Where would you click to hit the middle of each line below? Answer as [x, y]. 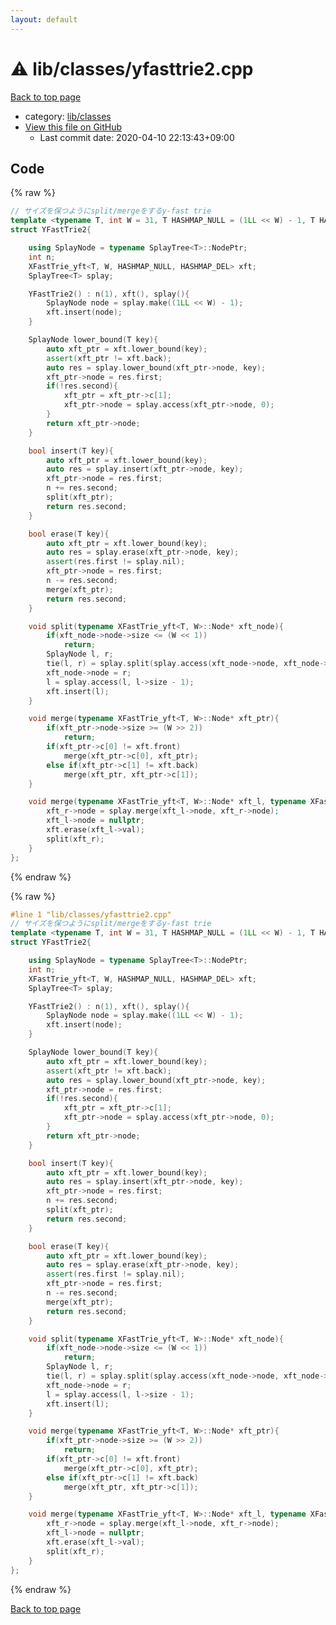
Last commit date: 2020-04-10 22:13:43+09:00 [137, 137]
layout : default [44, 19]
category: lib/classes [68, 116]
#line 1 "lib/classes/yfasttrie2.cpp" [91, 914]
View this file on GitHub [73, 127]
